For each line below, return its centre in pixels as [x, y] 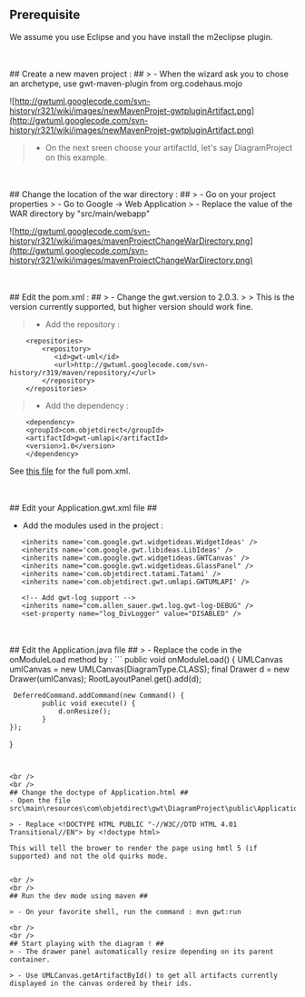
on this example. [76, 157]
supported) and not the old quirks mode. [89, 856]
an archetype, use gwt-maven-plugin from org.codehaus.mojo [126, 83]
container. [30, 959]
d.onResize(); [84, 711]
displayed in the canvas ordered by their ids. [101, 983]
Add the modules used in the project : [93, 525]
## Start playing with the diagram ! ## [87, 943]
